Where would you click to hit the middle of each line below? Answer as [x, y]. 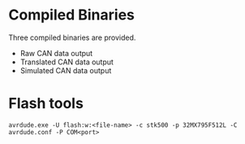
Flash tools [46, 104]
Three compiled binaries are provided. [72, 37]
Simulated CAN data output [66, 70]
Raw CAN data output [56, 53]
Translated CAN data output [67, 62]
